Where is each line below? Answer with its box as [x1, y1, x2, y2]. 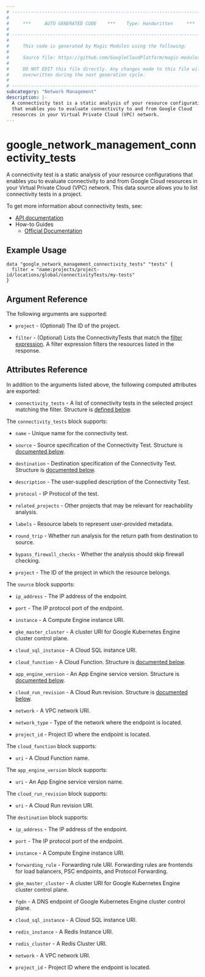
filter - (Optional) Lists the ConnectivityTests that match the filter [15, 334, 182, 341]
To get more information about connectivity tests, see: [6, 203, 143, 210]
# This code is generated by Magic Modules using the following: [6, 43, 187, 50]
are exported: [6, 387, 41, 395]
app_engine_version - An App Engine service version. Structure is [15, 670, 180, 677]
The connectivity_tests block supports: [6, 417, 108, 425]
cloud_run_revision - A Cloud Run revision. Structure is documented [15, 688, 188, 695]
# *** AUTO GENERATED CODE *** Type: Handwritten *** [6, 20, 195, 26]
